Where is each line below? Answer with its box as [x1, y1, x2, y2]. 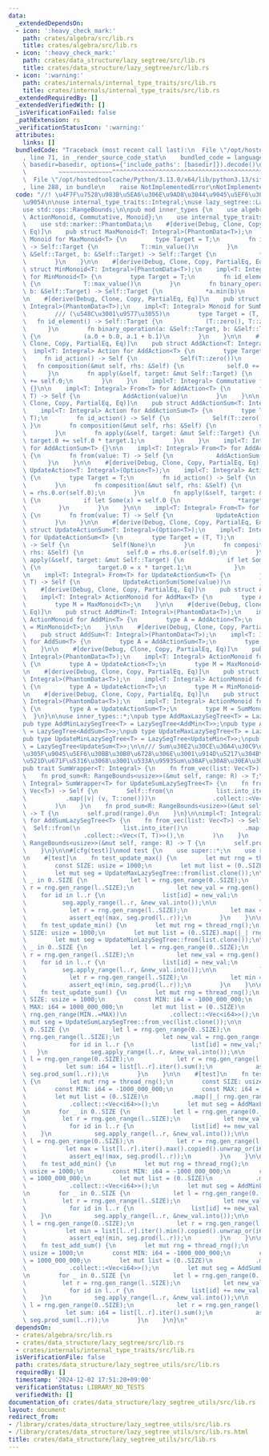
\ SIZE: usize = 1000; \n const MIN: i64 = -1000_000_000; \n [22, 996, 252, 1004]
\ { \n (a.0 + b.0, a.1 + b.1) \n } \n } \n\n [22, 332, 242, 341]
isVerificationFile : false [15, 1353, 106, 1361]
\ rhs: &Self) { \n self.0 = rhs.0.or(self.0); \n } [22, 548, 260, 556]
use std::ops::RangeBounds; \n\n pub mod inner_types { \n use [22, 205, 239, 213]
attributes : [15, 131, 56, 139]
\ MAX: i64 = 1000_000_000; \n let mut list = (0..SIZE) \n [22, 1003, 246, 1011]
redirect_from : [8, 1413, 59, 1422]
